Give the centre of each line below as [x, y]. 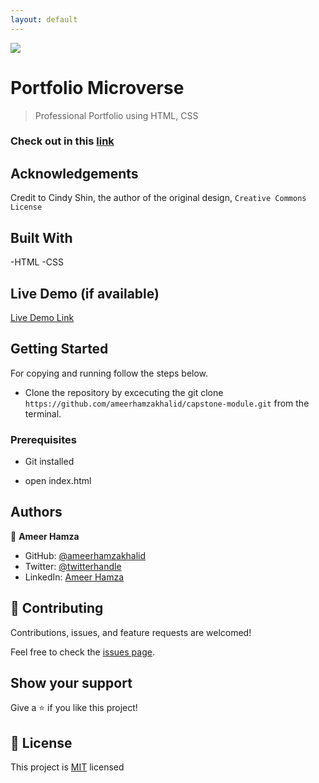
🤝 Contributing [57, 608]
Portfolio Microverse [97, 87]
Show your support [71, 683]
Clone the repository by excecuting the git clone [124, 392]
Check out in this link [62, 141]
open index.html [58, 481]
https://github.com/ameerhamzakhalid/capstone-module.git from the [167, 403]
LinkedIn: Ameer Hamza [74, 577]
